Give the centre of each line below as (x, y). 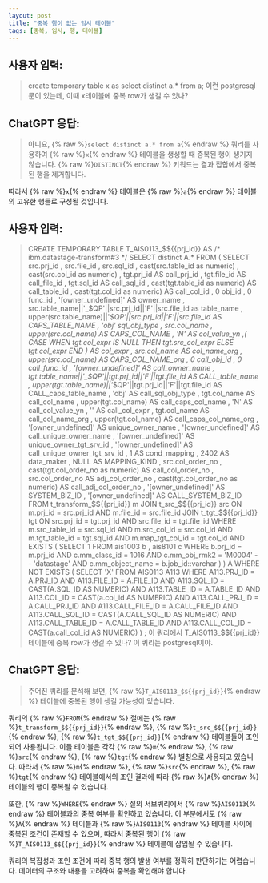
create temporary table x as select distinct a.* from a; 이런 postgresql (142, 86)
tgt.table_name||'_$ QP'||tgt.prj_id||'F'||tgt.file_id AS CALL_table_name (143, 376)
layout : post (30, 16)
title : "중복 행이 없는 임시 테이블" (62, 23)
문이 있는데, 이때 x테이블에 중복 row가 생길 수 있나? (108, 96)
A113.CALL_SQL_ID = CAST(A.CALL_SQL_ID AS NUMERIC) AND (132, 614)
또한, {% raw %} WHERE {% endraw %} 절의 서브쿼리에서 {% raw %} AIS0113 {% (132, 803)
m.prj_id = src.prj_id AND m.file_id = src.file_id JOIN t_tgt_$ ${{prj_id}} (143, 512)
